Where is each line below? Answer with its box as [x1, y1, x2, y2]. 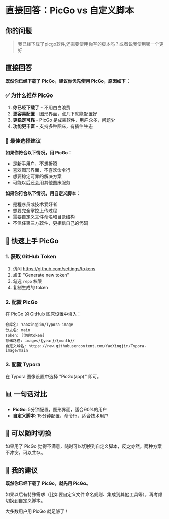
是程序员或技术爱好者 [12, 201, 57, 207]
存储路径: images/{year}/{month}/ [5, 338, 75, 343]
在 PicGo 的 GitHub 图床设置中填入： [5, 311, 82, 317]
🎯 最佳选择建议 [5, 138, 41, 145]
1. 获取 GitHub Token [5, 253, 57, 260]
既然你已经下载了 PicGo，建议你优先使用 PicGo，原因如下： [5, 78, 131, 84]
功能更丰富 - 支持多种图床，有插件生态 [12, 123, 93, 129]
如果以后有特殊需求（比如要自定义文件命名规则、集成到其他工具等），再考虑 [5, 491, 163, 498]
